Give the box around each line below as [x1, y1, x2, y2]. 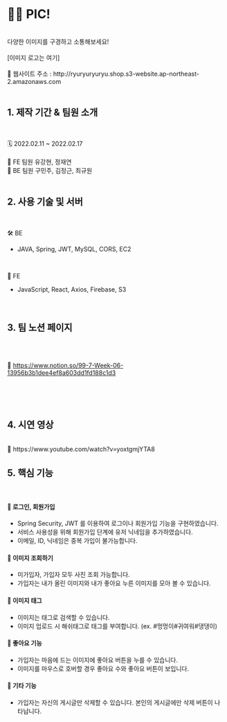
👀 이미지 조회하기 [7, 553, 53, 562]
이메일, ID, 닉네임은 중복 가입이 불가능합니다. [17, 537, 138, 545]
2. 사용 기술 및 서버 [7, 196, 83, 208]
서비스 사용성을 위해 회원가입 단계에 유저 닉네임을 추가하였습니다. [17, 528, 193, 537]
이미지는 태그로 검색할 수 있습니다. [17, 613, 110, 621]
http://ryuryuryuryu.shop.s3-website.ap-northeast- [53, 69, 199, 78]
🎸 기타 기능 [7, 682, 37, 690]
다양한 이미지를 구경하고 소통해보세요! [7, 37, 109, 46]
